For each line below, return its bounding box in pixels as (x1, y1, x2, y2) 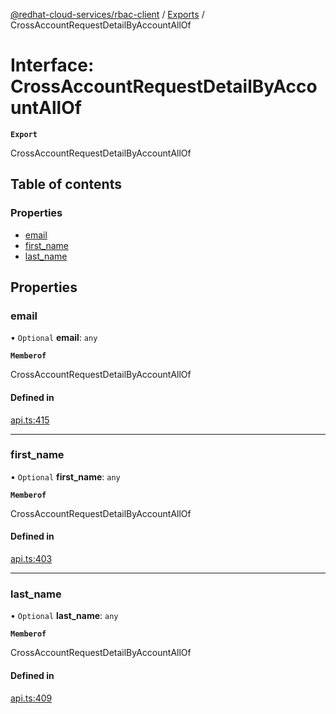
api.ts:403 (10, 553, 53, 565)
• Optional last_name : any (10, 610, 119, 622)
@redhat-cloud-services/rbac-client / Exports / (10, 9, 205, 20)
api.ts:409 (10, 692, 53, 704)
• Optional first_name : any (10, 470, 121, 483)
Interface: (10, 54, 95, 77)
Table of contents (10, 176, 122, 193)
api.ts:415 (10, 414, 50, 426)
